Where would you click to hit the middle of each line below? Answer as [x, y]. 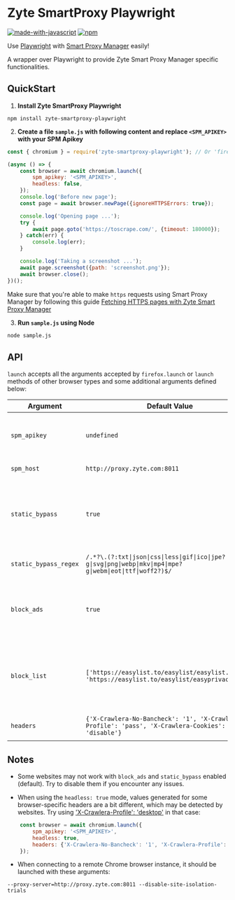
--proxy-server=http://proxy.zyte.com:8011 [72, 885]
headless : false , [57, 184]
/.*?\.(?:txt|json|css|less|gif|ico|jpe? [156, 557]
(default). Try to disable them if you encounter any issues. [101, 784]
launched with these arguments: [64, 872]
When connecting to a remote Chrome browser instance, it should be [117, 864]
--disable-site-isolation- [178, 885]
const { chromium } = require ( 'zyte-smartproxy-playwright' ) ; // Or [109, 152]
